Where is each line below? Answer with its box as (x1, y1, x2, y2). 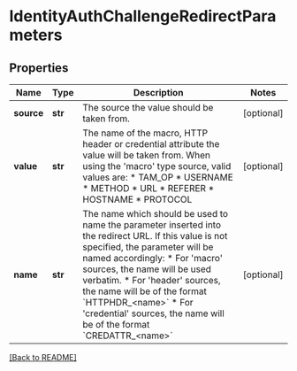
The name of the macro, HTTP (82, 127, 209, 139)
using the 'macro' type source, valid (82, 160, 232, 172)
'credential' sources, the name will (82, 307, 225, 320)
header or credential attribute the (82, 138, 220, 150)
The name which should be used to (82, 208, 228, 220)
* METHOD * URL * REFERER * (82, 182, 215, 194)
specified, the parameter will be (82, 241, 214, 253)
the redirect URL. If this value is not (82, 230, 228, 242)
